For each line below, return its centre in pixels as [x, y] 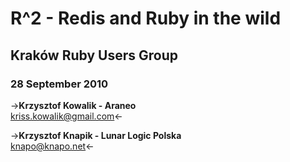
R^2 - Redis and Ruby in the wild [146, 18]
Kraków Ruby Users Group [94, 55]
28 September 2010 [59, 84]
